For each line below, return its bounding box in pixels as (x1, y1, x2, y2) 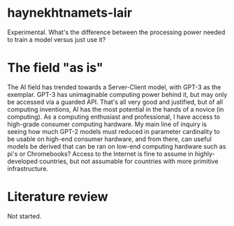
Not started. (7, 211, 42, 220)
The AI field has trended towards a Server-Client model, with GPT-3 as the (7, 82, 221, 91)
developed (7, 157, 38, 165)
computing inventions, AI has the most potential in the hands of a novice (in (7, 105, 224, 113)
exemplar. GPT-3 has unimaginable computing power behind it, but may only (7, 90, 228, 98)
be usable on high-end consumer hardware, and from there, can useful (7, 135, 212, 143)
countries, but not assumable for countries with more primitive (39, 157, 219, 165)
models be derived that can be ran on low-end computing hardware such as (7, 142, 226, 151)
